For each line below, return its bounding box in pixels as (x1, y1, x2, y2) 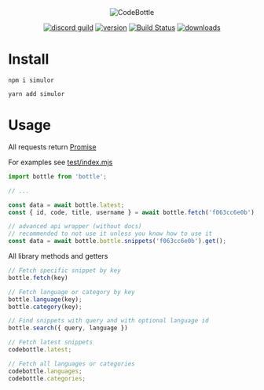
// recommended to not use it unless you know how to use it (8, 230, 213, 238)
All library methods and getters (8, 252, 108, 260)
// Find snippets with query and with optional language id (8, 317, 210, 325)
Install (8, 50, 49, 68)
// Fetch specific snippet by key (8, 267, 122, 274)
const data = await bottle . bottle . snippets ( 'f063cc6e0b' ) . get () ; (8, 237, 226, 245)
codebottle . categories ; (8, 374, 86, 382)
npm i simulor (8, 76, 55, 84)
